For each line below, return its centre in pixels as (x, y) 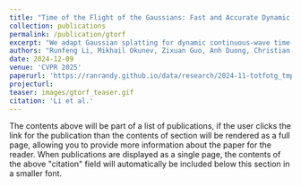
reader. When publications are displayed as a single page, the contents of (145, 155)
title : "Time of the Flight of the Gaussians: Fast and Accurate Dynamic (150, 17)
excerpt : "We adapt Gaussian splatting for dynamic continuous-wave (140, 42)
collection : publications (57, 26)
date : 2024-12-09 (42, 59)
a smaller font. (36, 173)
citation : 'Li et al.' (52, 101)
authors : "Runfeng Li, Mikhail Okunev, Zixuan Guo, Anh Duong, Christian (150, 51)
